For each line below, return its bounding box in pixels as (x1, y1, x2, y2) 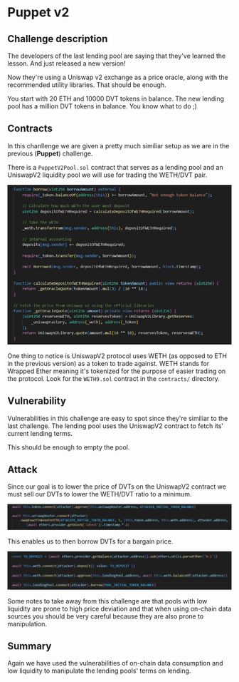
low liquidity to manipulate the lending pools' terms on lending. (7, 666, 191, 675)
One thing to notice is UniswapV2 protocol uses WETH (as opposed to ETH (7, 351, 228, 360)
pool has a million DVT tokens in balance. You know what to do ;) (7, 102, 198, 111)
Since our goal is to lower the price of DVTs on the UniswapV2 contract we (7, 482, 226, 491)
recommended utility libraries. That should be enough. (7, 81, 166, 89)
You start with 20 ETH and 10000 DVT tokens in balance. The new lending (7, 94, 224, 103)
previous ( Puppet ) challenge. (7, 149, 93, 158)
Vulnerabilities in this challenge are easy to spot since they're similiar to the (7, 414, 228, 422)
